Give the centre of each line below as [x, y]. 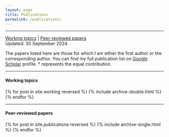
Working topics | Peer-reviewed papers [46, 38]
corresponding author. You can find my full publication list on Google [76, 59]
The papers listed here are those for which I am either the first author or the [83, 53]
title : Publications [27, 15]
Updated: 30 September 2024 [36, 44]
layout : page [19, 10]
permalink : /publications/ [33, 19]
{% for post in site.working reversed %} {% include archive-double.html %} [83, 92]
